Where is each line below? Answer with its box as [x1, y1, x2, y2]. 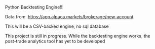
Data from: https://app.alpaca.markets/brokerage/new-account [5, 14, 134, 19]
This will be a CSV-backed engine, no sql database [5, 23, 109, 29]
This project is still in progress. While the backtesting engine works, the [5, 33, 151, 39]
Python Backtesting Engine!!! [5, 4, 64, 10]
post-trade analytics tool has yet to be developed [5, 38, 105, 44]
